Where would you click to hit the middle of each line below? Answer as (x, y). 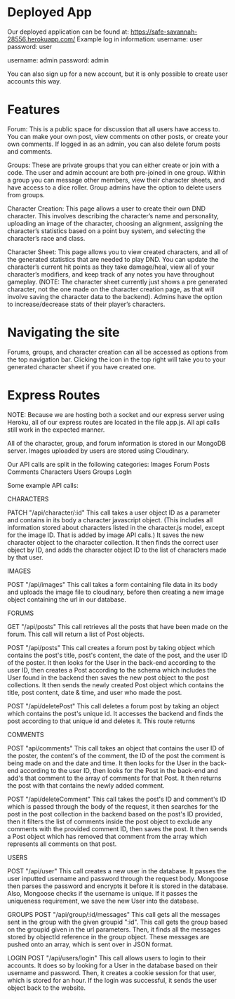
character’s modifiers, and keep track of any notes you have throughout (111, 274)
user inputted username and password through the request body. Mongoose (118, 878)
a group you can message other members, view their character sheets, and (116, 180)
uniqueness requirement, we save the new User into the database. (103, 901)
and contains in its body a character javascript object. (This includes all (110, 520)
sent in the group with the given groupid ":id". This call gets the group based (117, 922)
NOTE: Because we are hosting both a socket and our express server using (116, 414)
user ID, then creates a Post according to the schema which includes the (112, 670)
